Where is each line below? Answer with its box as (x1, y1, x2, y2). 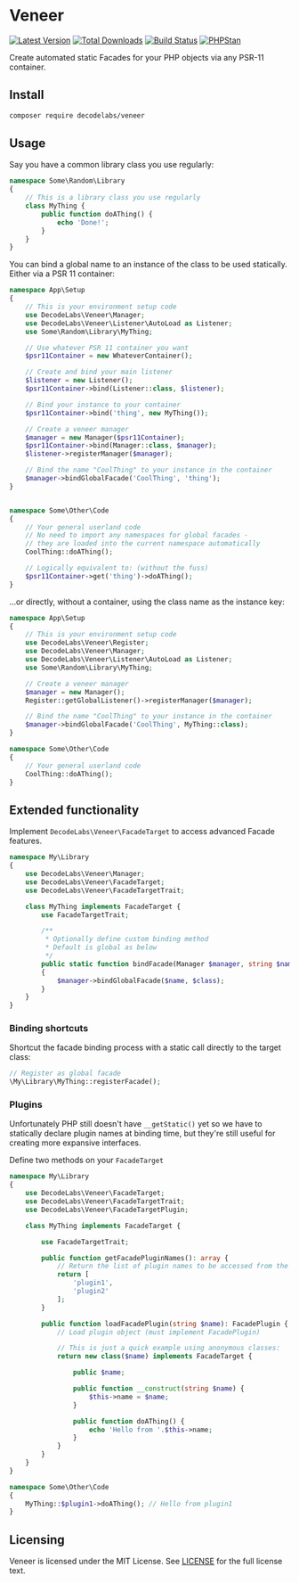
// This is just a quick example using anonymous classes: (56, 1343, 280, 1353)
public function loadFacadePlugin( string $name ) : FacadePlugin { (41, 1319, 289, 1328)
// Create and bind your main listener (25, 367, 174, 377)
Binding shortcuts (9, 1022, 89, 1035)
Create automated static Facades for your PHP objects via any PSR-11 (9, 52, 264, 62)
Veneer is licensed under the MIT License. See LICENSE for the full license (9, 1556, 283, 1567)
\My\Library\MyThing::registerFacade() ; (9, 1078, 162, 1087)
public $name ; (72, 1368, 125, 1377)
